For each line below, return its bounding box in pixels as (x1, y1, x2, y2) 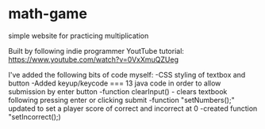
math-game (8, 5, 87, 23)
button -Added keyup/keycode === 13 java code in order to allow (8, 78, 221, 88)
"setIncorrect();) (8, 112, 61, 121)
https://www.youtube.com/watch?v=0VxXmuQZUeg (8, 55, 179, 64)
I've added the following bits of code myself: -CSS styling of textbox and (8, 70, 246, 79)
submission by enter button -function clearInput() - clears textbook (8, 86, 228, 96)
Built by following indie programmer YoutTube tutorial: (8, 46, 185, 55)
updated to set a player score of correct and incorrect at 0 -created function (8, 104, 258, 113)
